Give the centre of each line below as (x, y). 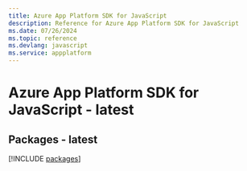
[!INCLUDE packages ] (45, 159)
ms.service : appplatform (50, 53)
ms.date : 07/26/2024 (43, 31)
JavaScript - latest (71, 110)
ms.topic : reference (43, 38)
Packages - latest (53, 139)
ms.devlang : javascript (48, 46)
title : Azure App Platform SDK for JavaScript (88, 16)
